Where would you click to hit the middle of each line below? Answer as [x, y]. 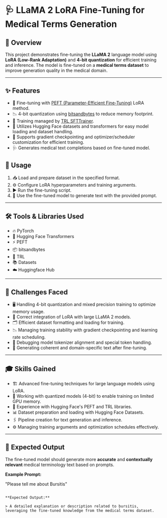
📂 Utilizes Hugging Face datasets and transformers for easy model [81, 126]
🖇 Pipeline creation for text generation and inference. [67, 420]
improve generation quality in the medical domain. [56, 70]
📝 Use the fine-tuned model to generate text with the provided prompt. [85, 195]
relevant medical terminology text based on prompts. [60, 465]
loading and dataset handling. [43, 131]
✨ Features [23, 91]
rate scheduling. [29, 337]
